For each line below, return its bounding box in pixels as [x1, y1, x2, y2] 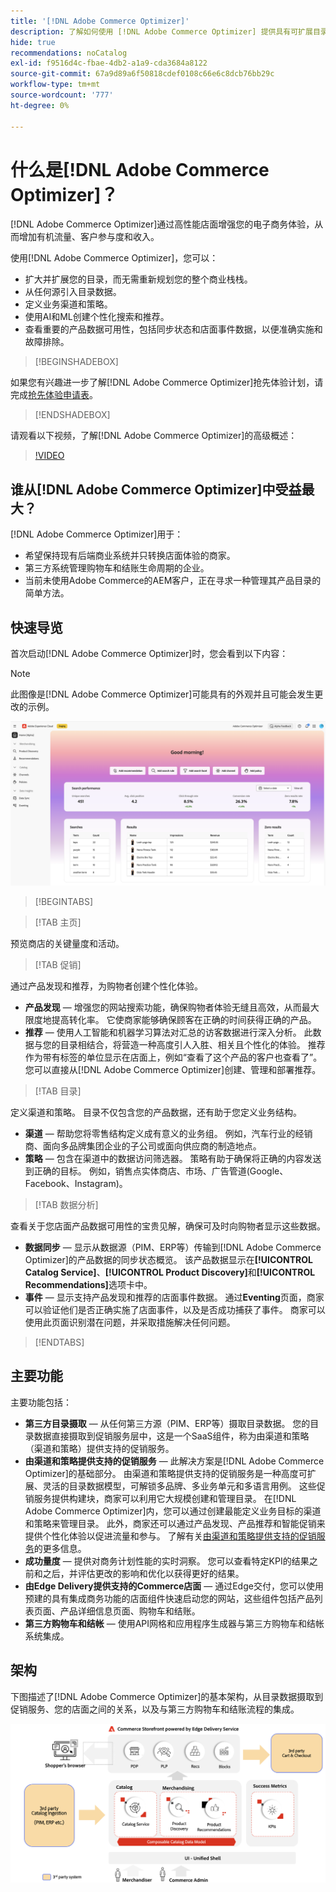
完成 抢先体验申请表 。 [10, 389, 98, 401]
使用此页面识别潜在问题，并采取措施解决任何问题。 [24, 1316, 236, 1328]
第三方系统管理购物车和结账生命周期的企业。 [24, 562, 210, 574]
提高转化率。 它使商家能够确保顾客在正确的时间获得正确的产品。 [51, 1013, 317, 1025]
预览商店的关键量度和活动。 [10, 937, 125, 949]
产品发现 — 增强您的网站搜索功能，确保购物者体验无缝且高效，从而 [24, 1001, 302, 1013]
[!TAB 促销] [34, 958, 82, 970]
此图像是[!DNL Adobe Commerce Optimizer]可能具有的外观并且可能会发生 [10, 688, 315, 700]
